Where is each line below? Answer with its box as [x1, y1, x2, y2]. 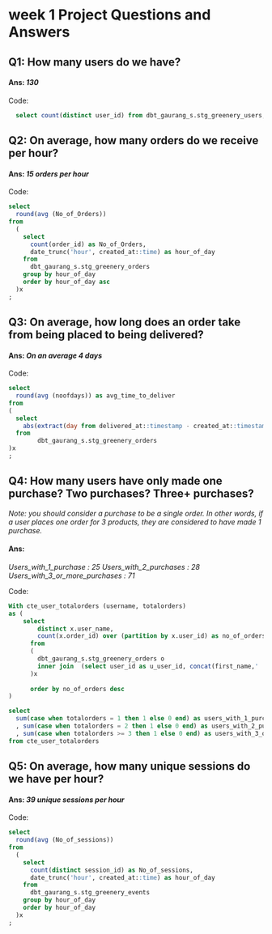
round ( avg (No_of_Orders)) [15, 210, 107, 219]
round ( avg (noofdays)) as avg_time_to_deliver [15, 392, 176, 400]
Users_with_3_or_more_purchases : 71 [8, 571, 135, 580]
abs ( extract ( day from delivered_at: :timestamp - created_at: [23, 422, 233, 430]
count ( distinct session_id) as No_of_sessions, [29, 866, 194, 874]
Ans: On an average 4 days [8, 350, 103, 360]
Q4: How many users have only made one [8, 474, 223, 488]
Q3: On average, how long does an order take [8, 316, 241, 329]
